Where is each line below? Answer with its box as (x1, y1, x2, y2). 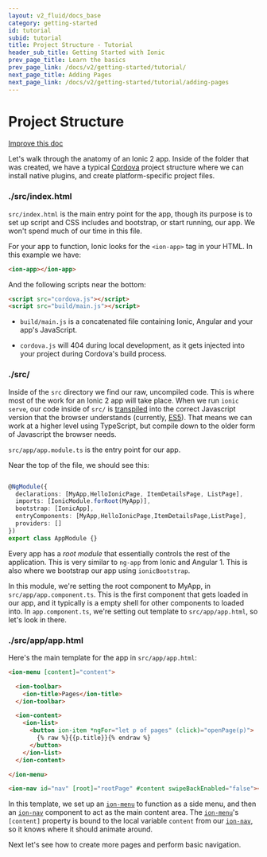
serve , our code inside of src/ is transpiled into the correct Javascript (8, 403, 236, 414)
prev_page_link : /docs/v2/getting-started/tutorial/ (8, 64, 187, 72)
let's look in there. (8, 614, 68, 625)
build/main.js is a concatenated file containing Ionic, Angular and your (19, 317, 253, 326)
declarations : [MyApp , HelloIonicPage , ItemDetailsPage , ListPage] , (15, 490, 244, 498)
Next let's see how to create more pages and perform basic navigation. (8, 840, 242, 850)
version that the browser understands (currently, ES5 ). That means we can (8, 412, 253, 422)
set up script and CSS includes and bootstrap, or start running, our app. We (8, 217, 256, 227)
